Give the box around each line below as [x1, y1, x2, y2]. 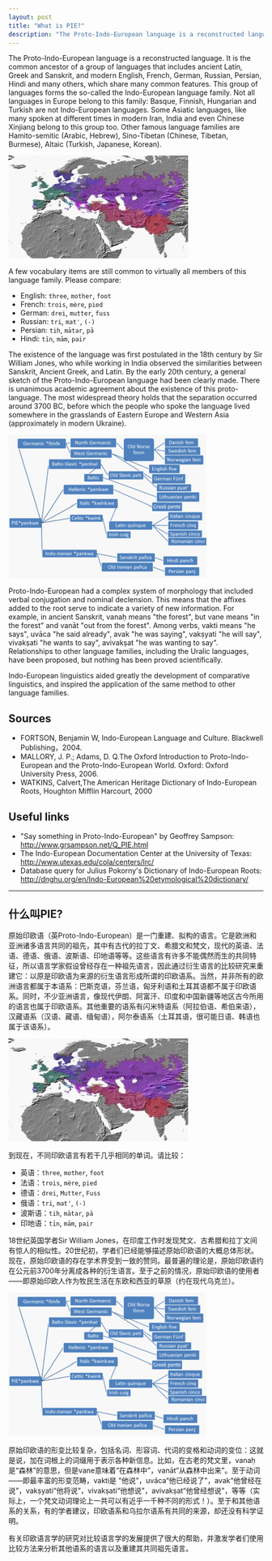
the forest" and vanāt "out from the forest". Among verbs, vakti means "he [8, 621, 257, 631]
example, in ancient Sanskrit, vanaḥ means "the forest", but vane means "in [8, 612, 261, 622]
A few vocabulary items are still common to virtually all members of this [8, 267, 247, 276]
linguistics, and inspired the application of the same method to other [8, 679, 236, 689]
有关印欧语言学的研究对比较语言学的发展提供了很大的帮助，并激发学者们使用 [8, 1533, 264, 1543]
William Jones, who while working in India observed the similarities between [8, 358, 263, 368]
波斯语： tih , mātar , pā [19, 1208, 94, 1217]
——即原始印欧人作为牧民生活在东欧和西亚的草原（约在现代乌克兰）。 [8, 1276, 239, 1285]
